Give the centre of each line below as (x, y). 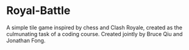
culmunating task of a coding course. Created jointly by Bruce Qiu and (94, 34)
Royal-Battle (38, 11)
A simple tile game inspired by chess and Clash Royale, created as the (94, 27)
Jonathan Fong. (26, 40)
